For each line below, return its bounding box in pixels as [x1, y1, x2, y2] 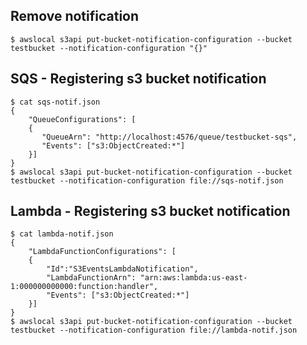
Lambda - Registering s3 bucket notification [10, 203, 291, 220]
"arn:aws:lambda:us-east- [139, 273, 248, 283]
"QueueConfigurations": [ [28, 114, 137, 124]
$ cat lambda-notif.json [10, 229, 114, 239]
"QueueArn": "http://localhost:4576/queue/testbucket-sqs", [41, 132, 298, 142]
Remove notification [10, 8, 140, 25]
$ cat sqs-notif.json [10, 97, 101, 107]
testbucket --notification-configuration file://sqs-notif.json [10, 175, 284, 186]
